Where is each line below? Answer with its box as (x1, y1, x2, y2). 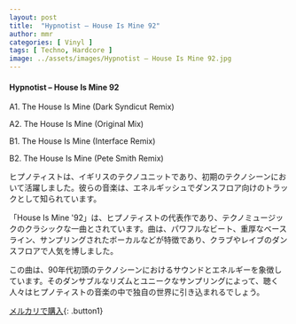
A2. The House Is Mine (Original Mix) (9, 119, 144, 130)
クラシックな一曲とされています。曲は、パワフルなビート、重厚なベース (24, 224, 287, 234)
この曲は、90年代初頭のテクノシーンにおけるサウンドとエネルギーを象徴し (9, 265, 282, 275)
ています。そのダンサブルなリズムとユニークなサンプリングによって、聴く (9, 276, 279, 287)
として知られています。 (16, 194, 102, 204)
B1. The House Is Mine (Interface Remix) (9, 136, 156, 146)
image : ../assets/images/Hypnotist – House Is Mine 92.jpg (9, 54, 232, 63)
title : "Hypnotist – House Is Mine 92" (9, 21, 161, 30)
